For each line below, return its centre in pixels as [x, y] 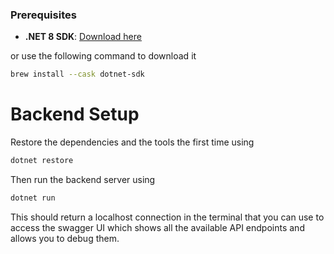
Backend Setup [75, 114]
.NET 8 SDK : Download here [83, 37]
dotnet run [33, 198]
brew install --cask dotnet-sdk [77, 74]
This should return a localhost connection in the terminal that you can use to [167, 217]
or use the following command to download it [103, 56]
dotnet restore [42, 161]
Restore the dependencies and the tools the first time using [132, 142]
